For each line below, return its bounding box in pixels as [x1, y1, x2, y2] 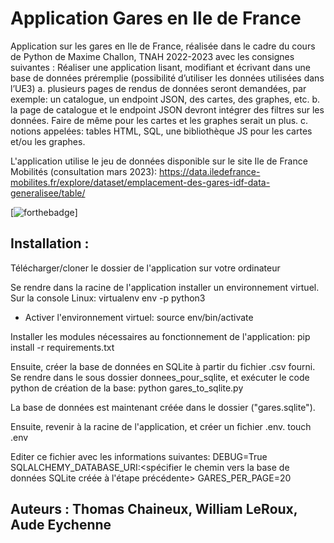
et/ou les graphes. [10, 135, 86, 147]
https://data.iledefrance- [159, 165, 261, 177]
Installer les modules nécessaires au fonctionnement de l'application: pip [10, 330, 311, 342]
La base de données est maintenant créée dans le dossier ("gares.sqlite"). [10, 401, 316, 413]
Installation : [10, 235, 90, 252]
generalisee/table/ [10, 187, 86, 199]
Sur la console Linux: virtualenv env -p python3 [10, 292, 206, 304]
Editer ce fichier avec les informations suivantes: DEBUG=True [10, 450, 268, 462]
